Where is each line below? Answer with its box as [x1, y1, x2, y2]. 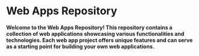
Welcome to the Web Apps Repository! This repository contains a [6, 24, 173, 31]
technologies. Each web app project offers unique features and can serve [6, 36, 193, 43]
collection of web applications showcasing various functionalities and [6, 30, 185, 37]
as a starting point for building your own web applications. [6, 43, 155, 50]
